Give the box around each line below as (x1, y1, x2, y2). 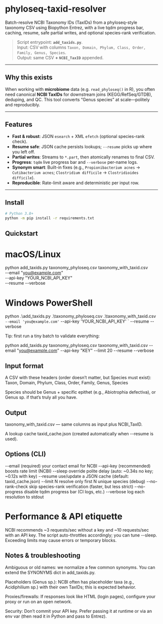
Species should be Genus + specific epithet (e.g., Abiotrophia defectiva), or (5, 389, 156, 395)
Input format (5, 362, 44, 370)
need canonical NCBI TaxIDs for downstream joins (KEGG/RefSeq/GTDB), (5, 91, 152, 97)
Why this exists (5, 73, 53, 82)
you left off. (12, 149, 35, 155)
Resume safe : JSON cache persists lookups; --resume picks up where (12, 143, 152, 149)
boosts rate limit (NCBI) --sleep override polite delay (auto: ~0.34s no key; (5, 468, 154, 474)
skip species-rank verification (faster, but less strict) (29, 484, 133, 489)
